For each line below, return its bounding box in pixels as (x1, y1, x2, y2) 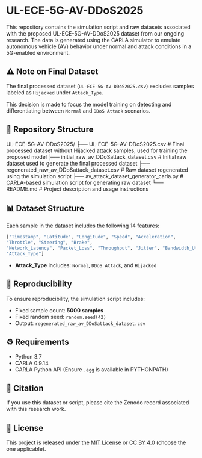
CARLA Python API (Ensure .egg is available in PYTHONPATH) (14, 365, 168, 373)
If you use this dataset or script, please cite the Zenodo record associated (6, 399, 189, 406)
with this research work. (6, 406, 66, 413)
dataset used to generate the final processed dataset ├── (6, 159, 150, 167)
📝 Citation (6, 383, 44, 393)
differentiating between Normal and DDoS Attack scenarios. (6, 107, 151, 114)
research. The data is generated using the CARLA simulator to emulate (6, 36, 181, 43)
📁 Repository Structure (6, 125, 94, 135)
